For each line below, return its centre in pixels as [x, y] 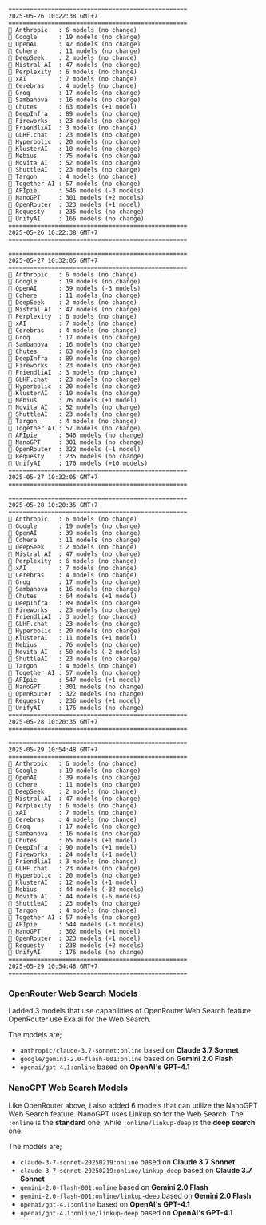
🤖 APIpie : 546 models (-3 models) [77, 191]
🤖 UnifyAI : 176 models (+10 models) [78, 463]
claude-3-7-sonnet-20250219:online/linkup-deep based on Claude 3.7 [136, 1170]
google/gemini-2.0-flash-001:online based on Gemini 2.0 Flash [127, 1059]
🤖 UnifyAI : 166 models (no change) [77, 219]
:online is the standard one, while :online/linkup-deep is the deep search [132, 1122]
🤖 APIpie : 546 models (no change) [77, 435]
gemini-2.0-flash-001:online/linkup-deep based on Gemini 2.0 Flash [135, 1195]
